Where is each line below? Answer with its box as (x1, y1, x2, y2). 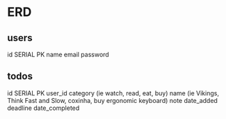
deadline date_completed (7, 104, 80, 112)
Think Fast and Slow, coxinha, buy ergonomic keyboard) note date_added (7, 96, 218, 104)
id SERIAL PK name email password (7, 50, 109, 58)
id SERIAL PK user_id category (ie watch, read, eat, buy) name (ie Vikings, (7, 88, 219, 97)
